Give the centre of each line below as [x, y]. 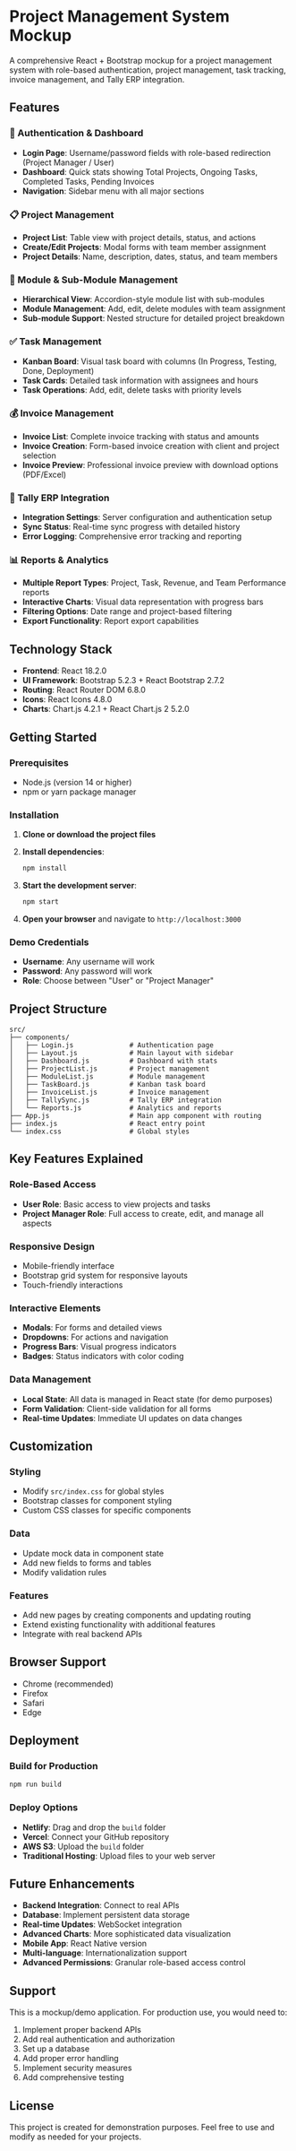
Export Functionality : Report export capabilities [110, 621]
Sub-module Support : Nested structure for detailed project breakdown [153, 318]
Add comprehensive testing [73, 2077]
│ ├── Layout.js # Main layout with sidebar [122, 1054]
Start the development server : [79, 886]
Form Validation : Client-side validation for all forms [117, 1409]
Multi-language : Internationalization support [105, 1953]
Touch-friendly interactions [72, 1285]
